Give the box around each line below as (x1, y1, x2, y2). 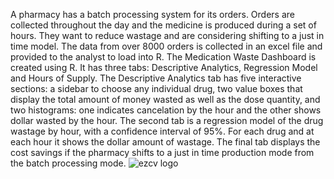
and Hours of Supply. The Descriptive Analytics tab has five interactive (10, 72, 302, 84)
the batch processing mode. (10, 157, 127, 169)
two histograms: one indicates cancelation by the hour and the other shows (10, 104, 322, 116)
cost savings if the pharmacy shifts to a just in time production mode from (10, 147, 315, 158)
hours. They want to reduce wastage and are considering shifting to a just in (10, 30, 325, 41)
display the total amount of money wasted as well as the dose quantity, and (10, 94, 321, 105)
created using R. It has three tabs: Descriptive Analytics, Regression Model (10, 62, 318, 73)
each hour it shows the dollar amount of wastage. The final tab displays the (10, 136, 321, 148)
